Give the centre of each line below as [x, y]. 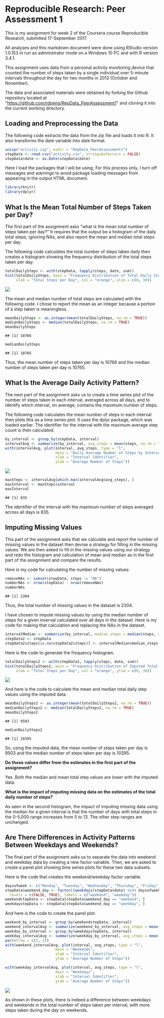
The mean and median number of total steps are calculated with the [73, 298]
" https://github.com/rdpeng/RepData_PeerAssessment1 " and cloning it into [80, 103]
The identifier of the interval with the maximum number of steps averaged [79, 507]
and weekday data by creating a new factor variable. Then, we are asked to [81, 862]
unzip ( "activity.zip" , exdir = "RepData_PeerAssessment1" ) [66, 149]
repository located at [26, 98]
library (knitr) [20, 187]
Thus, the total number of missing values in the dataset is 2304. [69, 606]
